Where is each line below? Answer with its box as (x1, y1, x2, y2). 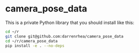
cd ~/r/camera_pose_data (5, 38, 58, 43)
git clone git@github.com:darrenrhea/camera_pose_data (5, 33, 124, 39)
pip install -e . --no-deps (5, 43, 65, 48)
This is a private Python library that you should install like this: (5, 19, 134, 25)
